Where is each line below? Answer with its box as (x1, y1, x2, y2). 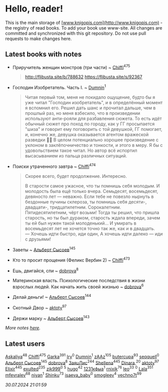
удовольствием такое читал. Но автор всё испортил (25, 147, 137, 153)
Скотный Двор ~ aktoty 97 (12, 304, 67, 311)
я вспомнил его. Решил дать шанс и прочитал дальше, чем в (25, 105, 156, 111)
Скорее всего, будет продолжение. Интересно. (25, 173, 127, 179)
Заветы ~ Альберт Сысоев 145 (12, 246, 76, 253)
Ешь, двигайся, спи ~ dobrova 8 (12, 267, 79, 274)
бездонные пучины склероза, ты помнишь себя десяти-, (25, 199, 147, 205)
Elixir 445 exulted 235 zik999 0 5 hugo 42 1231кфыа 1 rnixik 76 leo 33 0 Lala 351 (5, 365, 153, 372)
